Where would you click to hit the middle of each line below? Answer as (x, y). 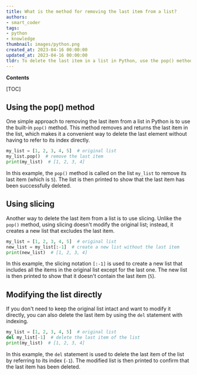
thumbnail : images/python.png (43, 45)
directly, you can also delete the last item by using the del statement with (94, 315)
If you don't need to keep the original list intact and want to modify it (89, 309)
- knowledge (21, 39)
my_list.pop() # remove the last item (55, 156)
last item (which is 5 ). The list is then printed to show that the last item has (95, 179)
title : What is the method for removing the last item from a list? (91, 11)
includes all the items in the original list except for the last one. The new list (97, 270)
